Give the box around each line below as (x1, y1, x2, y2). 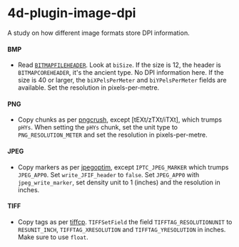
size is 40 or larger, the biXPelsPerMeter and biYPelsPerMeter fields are (17, 76, 227, 85)
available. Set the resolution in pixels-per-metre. (17, 83, 160, 92)
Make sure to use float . (17, 233, 88, 241)
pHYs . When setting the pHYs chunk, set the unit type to (17, 123, 178, 132)
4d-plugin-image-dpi (7, 5, 136, 21)
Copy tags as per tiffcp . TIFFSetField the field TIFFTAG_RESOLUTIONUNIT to (17, 217, 233, 226)
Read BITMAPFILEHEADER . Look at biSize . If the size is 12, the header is (17, 61, 221, 69)
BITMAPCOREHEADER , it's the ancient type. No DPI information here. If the (17, 68, 224, 77)
